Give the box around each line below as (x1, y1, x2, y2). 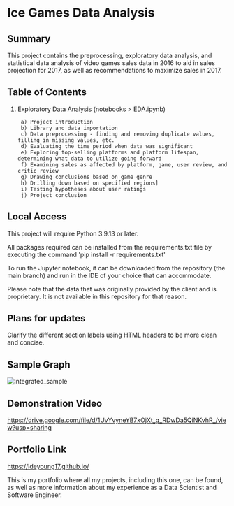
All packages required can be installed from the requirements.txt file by (7, 243, 212, 251)
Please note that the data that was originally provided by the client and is (7, 284, 217, 293)
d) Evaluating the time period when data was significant (20, 143, 193, 150)
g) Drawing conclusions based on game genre (20, 173, 152, 180)
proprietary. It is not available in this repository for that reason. (7, 292, 187, 301)
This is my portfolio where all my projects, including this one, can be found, (7, 475, 224, 484)
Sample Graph (7, 359, 71, 370)
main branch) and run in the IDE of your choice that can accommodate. (7, 271, 212, 280)
